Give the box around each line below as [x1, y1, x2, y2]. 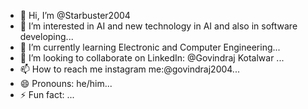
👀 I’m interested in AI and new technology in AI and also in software [19, 20, 298, 32]
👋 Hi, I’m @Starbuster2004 [19, 10, 131, 21]
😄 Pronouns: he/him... [19, 78, 113, 89]
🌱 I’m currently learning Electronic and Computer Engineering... [19, 41, 281, 53]
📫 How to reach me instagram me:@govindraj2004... [19, 63, 240, 75]
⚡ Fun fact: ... [19, 89, 75, 100]
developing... [19, 31, 74, 42]
